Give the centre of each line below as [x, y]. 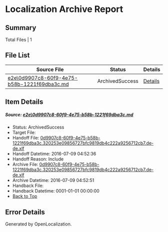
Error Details [25, 212]
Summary [21, 28]
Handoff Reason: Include [38, 159]
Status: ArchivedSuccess [38, 127]
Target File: [24, 132]
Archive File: [25, 164]
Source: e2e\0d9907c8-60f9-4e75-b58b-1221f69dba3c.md [69, 114]
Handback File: [28, 185]
